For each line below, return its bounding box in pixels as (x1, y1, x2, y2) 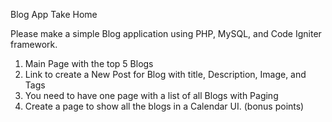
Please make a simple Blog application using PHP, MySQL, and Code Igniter (10, 28, 322, 39)
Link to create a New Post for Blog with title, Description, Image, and (24, 69, 307, 80)
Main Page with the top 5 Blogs (24, 58, 154, 69)
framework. (10, 39, 58, 50)
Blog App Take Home (10, 9, 98, 20)
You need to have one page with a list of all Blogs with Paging (24, 90, 279, 101)
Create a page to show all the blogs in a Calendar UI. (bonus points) (24, 100, 305, 112)
